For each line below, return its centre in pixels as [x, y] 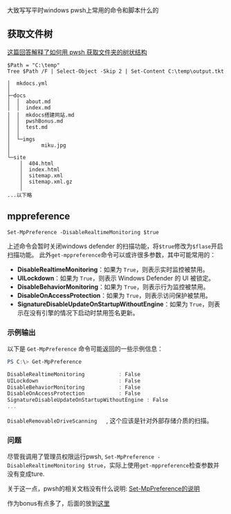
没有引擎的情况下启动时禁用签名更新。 [84, 312]
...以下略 [20, 195]
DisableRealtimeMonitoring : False [74, 374]
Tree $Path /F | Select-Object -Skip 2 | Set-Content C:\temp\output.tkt [116, 71]
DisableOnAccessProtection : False [74, 393]
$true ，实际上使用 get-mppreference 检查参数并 [154, 466]
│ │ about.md [29, 101]
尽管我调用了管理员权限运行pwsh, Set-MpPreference [81, 457]
